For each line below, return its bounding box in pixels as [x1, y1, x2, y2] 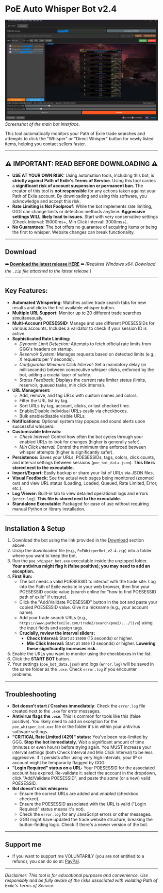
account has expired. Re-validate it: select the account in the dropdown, [12, 770, 157, 776]
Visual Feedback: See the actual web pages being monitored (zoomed [12, 475, 154, 481]
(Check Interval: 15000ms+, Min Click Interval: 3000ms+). [12, 219, 128, 224]
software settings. [12, 729, 49, 735]
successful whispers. [12, 423, 55, 429]
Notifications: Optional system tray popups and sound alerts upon [12, 418, 146, 424]
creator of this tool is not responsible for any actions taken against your [12, 188, 156, 194]
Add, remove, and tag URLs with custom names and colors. [19, 392, 138, 398]
